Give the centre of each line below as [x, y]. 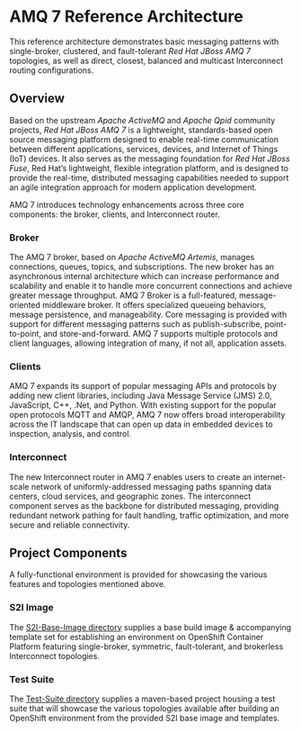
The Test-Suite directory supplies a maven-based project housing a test [142, 699]
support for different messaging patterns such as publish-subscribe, [136, 324]
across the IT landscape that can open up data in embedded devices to [141, 424]
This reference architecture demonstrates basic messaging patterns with [144, 41]
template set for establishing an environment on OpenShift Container [137, 637]
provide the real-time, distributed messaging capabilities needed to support [149, 177]
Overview [37, 99]
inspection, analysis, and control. [71, 434]
